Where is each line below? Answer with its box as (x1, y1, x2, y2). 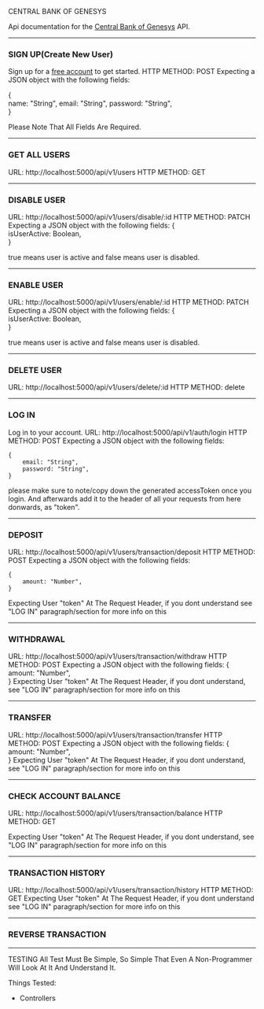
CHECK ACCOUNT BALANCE (8, 790, 121, 801)
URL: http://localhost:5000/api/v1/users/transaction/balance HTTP (8, 808, 223, 818)
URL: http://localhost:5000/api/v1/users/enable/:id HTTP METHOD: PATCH (8, 298, 249, 307)
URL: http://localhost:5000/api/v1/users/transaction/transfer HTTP (8, 730, 223, 739)
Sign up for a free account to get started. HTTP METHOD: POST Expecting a (8, 67, 255, 76)
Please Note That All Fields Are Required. (8, 122, 141, 132)
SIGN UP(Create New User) (8, 49, 114, 60)
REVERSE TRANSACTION (8, 929, 107, 940)
